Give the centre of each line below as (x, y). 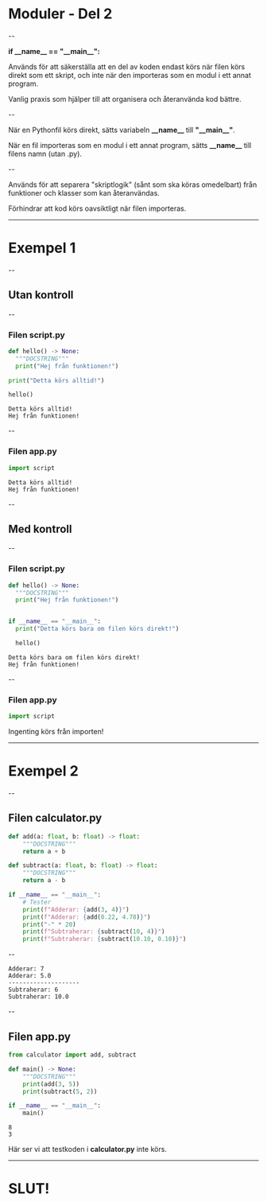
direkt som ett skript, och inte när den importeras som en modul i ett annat (130, 75)
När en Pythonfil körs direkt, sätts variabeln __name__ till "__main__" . (122, 130)
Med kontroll (40, 529)
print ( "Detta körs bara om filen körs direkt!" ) (97, 629)
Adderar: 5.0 (30, 976)
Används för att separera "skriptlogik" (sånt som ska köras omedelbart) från (133, 185)
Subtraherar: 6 (33, 990)
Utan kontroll (41, 295)
